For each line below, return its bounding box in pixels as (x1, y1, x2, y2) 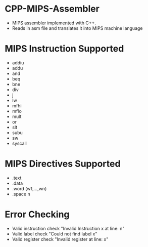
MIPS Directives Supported (5, 158, 121, 170)
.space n (12, 191, 31, 197)
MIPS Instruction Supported (5, 43, 124, 55)
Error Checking (5, 209, 70, 220)
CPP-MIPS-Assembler (5, 3, 100, 15)
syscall (12, 140, 27, 146)
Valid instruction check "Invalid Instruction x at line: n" (12, 225, 125, 231)
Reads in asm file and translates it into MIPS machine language (12, 25, 143, 31)
